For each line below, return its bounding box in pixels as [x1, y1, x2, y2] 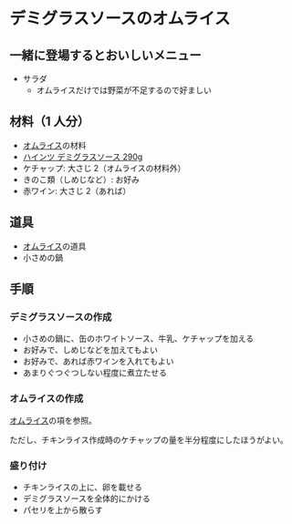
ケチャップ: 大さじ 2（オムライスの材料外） [22, 162, 186, 173]
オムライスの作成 [9, 393, 84, 406]
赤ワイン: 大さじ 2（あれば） [22, 185, 131, 196]
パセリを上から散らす [22, 504, 103, 515]
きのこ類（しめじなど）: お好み [22, 174, 140, 185]
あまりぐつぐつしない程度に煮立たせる [22, 367, 167, 378]
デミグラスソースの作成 [9, 311, 112, 324]
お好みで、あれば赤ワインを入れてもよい [22, 356, 175, 367]
